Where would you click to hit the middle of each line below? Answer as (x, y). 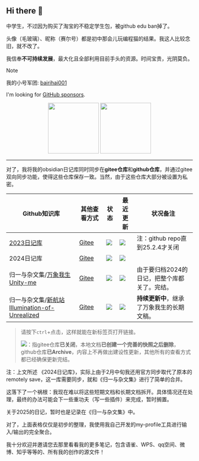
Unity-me (23, 282)
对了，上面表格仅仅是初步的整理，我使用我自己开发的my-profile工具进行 (94, 424)
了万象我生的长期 (161, 307)
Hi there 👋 (25, 11)
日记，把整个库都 (161, 278)
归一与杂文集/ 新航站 (37, 300)
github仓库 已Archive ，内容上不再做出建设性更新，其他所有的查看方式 (106, 352)
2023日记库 (26, 242)
